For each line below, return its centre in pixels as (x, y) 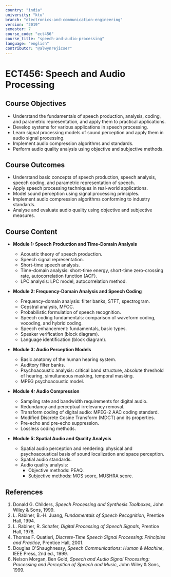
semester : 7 (18, 29)
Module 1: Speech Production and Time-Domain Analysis (75, 244)
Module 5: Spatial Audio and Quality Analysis (62, 439)
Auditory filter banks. (43, 365)
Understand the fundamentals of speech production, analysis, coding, (87, 116)
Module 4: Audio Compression (46, 391)
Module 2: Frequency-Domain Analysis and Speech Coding (77, 292)
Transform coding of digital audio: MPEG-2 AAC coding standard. (90, 412)
